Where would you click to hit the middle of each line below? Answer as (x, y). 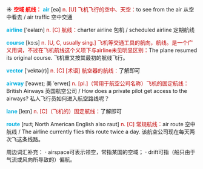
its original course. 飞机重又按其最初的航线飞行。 (67, 58)
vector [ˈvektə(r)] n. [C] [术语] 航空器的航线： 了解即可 (73, 71)
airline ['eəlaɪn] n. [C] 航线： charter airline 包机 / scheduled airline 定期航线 (101, 30)
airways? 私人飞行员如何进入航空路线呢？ (58, 98)
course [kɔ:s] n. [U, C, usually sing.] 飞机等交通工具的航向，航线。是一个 (97, 43)
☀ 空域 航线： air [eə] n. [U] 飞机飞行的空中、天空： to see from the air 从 (98, 9)
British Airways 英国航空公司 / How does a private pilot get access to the (97, 91)
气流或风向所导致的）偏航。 (41, 160)
